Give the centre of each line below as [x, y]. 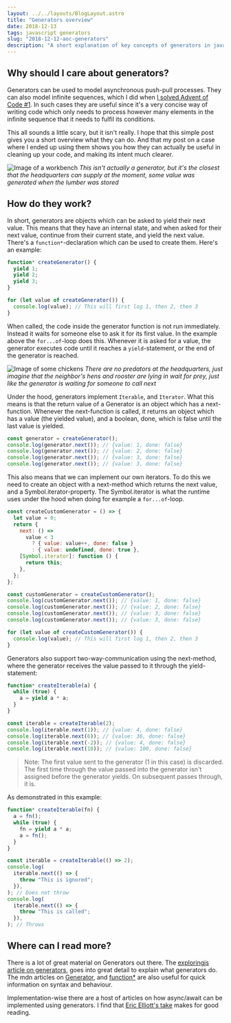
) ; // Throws [26, 925]
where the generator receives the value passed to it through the [97, 665]
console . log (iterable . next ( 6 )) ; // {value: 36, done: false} [97, 736]
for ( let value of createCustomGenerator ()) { [75, 632]
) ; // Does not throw [38, 892]
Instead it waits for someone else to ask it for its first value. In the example [112, 333]
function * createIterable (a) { [52, 685]
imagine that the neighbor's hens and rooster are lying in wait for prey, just [113, 376]
